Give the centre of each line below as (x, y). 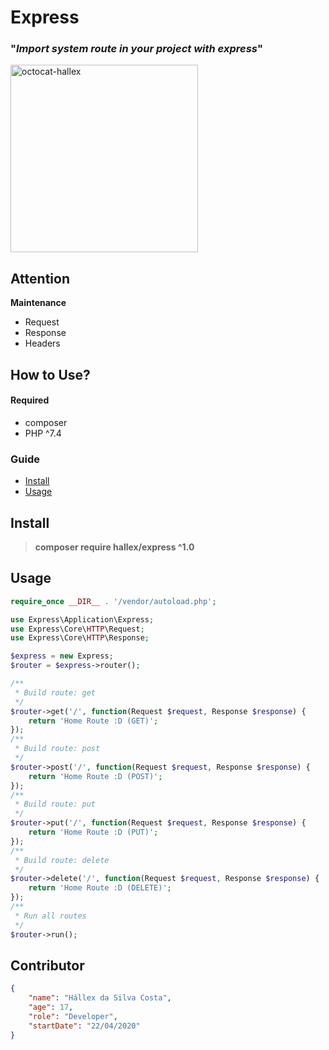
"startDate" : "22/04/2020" (84, 1026)
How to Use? (50, 374)
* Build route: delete (62, 860)
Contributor (47, 965)
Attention (40, 278)
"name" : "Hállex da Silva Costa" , (100, 998)
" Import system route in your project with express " (136, 49)
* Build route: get (55, 692)
